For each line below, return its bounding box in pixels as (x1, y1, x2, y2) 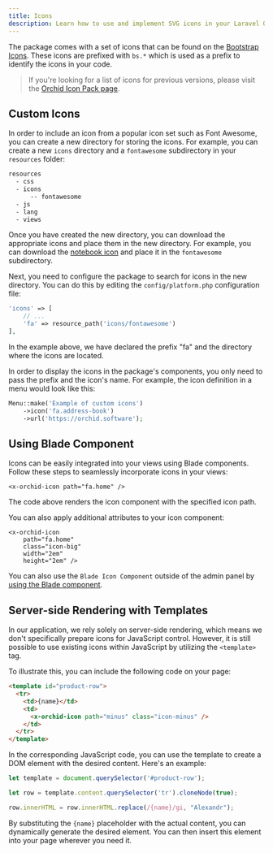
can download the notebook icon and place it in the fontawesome (8, 247, 222, 257)
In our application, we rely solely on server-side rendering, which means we (8, 625, 262, 634)
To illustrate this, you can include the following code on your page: (8, 667, 232, 677)
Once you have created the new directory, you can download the (8, 230, 226, 240)
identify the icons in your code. (8, 58, 112, 69)
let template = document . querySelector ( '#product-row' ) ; (8, 774, 206, 782)
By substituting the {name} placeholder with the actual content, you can (8, 818, 246, 828)
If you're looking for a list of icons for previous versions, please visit (28, 75, 256, 84)
